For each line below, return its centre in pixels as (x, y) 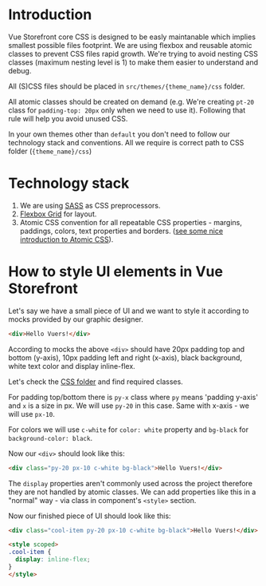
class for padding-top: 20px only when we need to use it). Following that (127, 110)
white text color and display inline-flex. (72, 366)
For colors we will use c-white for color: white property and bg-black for (129, 430)
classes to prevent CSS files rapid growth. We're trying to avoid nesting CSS (133, 53)
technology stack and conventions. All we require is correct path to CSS (126, 142)
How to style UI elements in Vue (115, 272)
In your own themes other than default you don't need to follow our (119, 134)
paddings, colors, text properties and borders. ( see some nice (121, 231)
